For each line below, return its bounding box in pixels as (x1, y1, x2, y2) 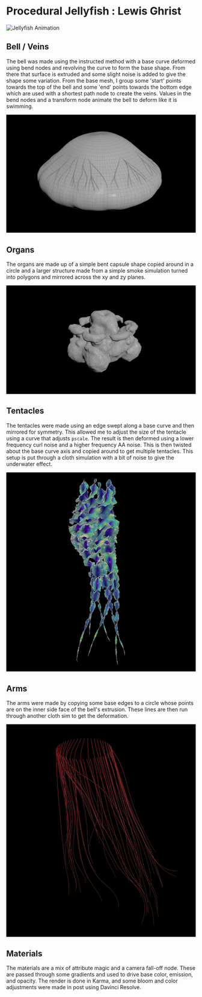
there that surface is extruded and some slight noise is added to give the (6, 71, 186, 78)
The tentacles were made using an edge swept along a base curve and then (6, 422, 194, 429)
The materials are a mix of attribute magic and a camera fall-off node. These (6, 964, 195, 972)
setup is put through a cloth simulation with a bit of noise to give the (6, 454, 174, 461)
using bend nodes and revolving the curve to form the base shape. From (6, 64, 186, 71)
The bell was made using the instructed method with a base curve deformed (6, 57, 195, 65)
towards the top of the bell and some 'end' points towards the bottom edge (6, 83, 192, 90)
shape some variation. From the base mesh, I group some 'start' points (6, 77, 182, 84)
